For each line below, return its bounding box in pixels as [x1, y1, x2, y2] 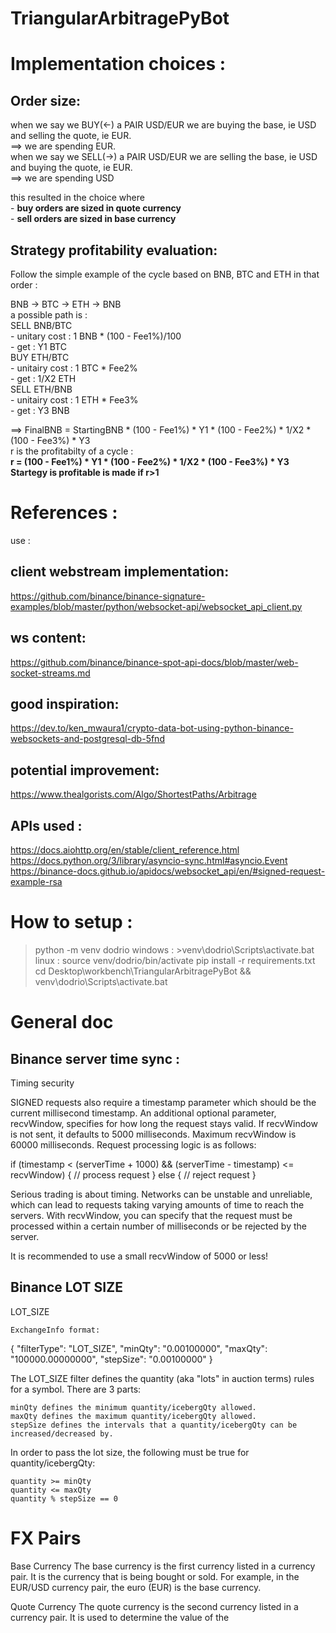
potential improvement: [10, 762, 160, 779]
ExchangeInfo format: [10, 1325, 101, 1335]
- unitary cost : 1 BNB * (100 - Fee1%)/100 [10, 330, 182, 342]
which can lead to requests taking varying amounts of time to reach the [10, 1198, 305, 1211]
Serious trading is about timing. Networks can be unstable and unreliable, [10, 1188, 313, 1200]
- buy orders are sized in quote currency [10, 202, 182, 214]
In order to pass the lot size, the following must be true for [10, 1446, 250, 1458]
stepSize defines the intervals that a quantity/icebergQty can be [10, 1420, 298, 1430]
